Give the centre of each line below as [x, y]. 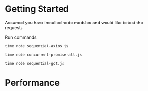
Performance [32, 83]
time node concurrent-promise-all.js [43, 55]
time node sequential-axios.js [37, 46]
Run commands [21, 37]
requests [14, 27]
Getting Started [37, 9]
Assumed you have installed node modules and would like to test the [74, 23]
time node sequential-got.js [35, 63]
